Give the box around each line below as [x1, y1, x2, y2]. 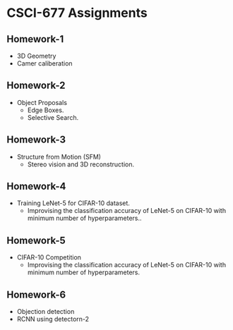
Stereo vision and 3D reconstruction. [27, 160, 135, 169]
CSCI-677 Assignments [6, 5, 148, 21]
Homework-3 [6, 134, 66, 146]
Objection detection [16, 307, 75, 316]
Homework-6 [6, 288, 66, 300]
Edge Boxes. [27, 106, 64, 114]
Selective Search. [27, 113, 79, 121]
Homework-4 [6, 181, 66, 192]
